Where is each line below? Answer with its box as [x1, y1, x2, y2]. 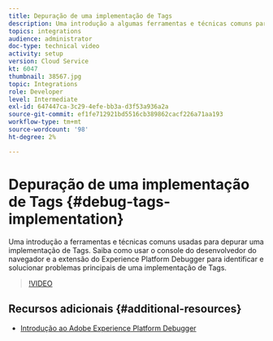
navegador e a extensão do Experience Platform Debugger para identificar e [8, 254, 264, 264]
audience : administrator [8, 34, 93, 43]
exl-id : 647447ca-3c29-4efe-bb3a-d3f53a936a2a [8, 103, 169, 111]
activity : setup [8, 50, 63, 58]
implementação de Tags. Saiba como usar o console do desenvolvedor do [8, 245, 258, 255]
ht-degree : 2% [8, 133, 57, 141]
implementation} [8, 209, 124, 228]
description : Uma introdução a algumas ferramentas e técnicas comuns [8, 20, 253, 28]
